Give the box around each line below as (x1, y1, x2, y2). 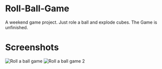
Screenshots (5, 42, 59, 53)
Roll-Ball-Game (5, 3, 70, 14)
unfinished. (5, 24, 28, 30)
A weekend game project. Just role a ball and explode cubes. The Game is (5, 19, 158, 25)
